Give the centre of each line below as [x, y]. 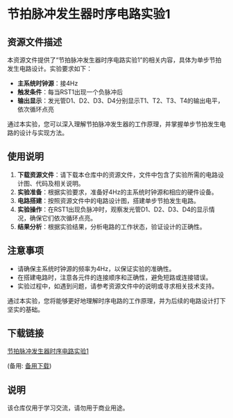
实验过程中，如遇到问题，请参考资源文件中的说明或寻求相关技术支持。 [118, 286]
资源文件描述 [35, 42]
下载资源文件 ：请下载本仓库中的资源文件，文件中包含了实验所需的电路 [118, 175]
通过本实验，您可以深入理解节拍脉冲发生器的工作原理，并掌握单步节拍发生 [113, 124]
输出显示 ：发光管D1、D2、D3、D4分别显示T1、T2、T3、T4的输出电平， [120, 101]
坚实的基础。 [25, 309]
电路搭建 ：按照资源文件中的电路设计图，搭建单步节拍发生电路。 [108, 200]
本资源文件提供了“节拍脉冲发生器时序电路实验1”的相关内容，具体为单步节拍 [114, 60]
